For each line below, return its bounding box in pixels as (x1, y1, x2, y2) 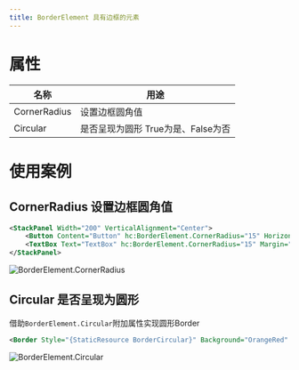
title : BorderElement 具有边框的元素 (9, 12, 140, 22)
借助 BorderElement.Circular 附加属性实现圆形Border (9, 318, 200, 328)
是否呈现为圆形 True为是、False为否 (79, 122, 231, 134)
